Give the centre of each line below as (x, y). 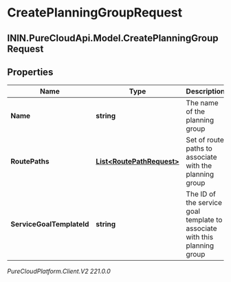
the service (204, 203)
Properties (30, 72)
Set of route (205, 140)
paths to (199, 149)
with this (200, 237)
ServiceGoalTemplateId (50, 224)
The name (202, 103)
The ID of (201, 194)
